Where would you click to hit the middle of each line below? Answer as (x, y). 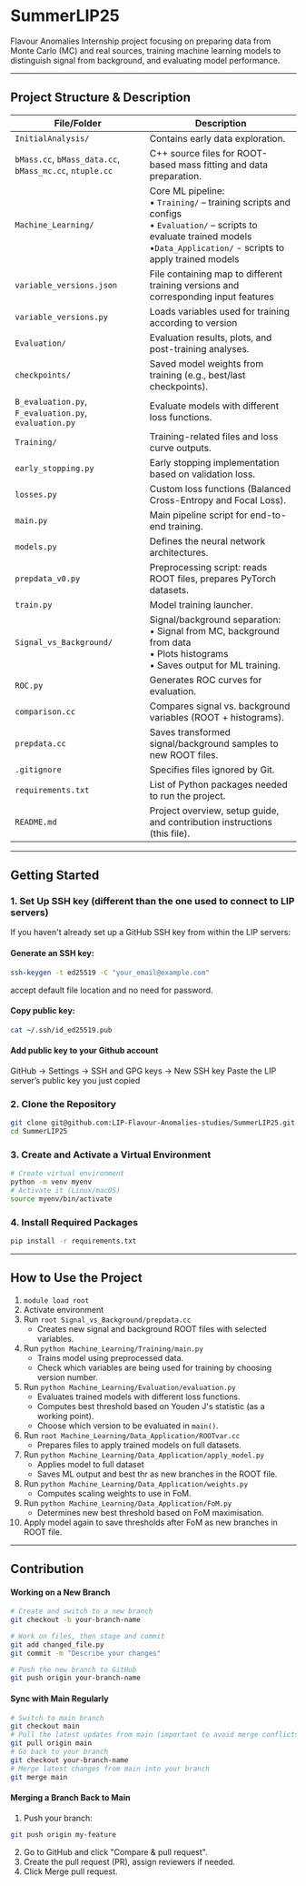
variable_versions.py (61, 317)
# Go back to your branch (59, 1752)
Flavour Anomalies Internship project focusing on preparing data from (141, 41)
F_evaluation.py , (51, 412)
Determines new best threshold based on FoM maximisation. (150, 1512)
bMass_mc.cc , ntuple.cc (64, 170)
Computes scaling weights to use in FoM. (114, 1493)
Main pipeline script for (199, 515)
